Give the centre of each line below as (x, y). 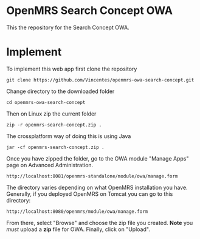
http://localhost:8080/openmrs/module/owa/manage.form (77, 211)
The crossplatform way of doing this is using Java (69, 136)
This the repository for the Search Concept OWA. (68, 27)
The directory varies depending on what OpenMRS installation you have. (97, 187)
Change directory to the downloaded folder (60, 91)
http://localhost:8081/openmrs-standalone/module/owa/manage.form (92, 176)
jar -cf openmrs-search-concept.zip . (55, 147)
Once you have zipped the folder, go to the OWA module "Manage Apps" (98, 158)
